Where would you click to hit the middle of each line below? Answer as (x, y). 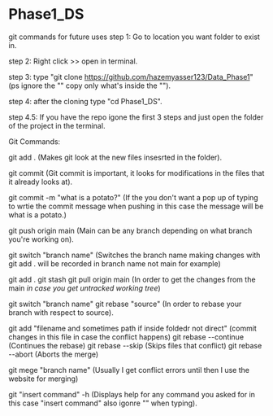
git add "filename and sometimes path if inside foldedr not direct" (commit (133, 328)
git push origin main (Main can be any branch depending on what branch (130, 230)
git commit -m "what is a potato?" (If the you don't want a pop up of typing (133, 197)
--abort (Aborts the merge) (54, 354)
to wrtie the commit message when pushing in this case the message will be (136, 206)
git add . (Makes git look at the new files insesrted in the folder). (115, 157)
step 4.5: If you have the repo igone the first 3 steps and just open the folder (136, 117)
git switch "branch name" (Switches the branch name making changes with (134, 255)
